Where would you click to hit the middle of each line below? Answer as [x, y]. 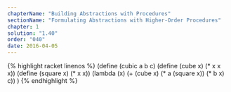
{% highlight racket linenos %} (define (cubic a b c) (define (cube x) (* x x [114, 66]
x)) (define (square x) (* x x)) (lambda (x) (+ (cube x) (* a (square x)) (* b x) [116, 73]
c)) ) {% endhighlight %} [43, 80]
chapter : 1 [23, 26]
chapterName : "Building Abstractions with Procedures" [89, 14]
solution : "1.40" [33, 33]
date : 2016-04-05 [33, 46]
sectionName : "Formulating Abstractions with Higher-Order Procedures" [114, 20]
